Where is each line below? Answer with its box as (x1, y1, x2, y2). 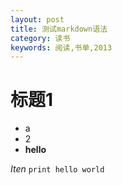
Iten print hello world (10, 163, 105, 175)
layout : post (10, 14, 65, 25)
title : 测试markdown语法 (10, 24, 108, 34)
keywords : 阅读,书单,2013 (10, 42, 113, 53)
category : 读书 (10, 33, 71, 43)
